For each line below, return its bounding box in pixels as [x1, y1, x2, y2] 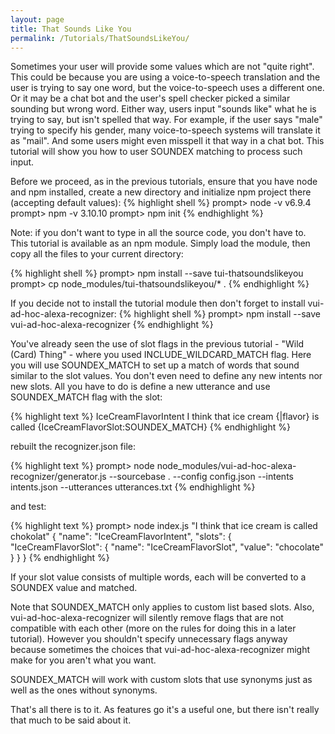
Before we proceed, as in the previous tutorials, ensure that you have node [10, 176, 318, 188]
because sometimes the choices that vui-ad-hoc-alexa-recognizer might [10, 644, 311, 656]
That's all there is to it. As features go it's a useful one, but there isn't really [10, 704, 320, 716]
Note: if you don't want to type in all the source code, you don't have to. [10, 227, 307, 239]
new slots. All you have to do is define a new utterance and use [10, 381, 271, 393]
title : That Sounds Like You [10, 24, 132, 34]
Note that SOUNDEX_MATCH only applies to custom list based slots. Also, [10, 601, 315, 613]
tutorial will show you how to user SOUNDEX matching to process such [10, 146, 303, 158]
